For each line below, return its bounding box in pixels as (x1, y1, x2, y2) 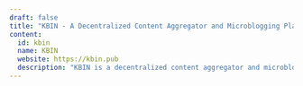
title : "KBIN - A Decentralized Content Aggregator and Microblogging (9, 21, 280, 30)
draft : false (9, 13, 59, 22)
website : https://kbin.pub (17, 55, 119, 64)
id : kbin (17, 38, 50, 47)
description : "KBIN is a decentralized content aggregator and (17, 64, 260, 73)
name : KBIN (17, 47, 59, 56)
